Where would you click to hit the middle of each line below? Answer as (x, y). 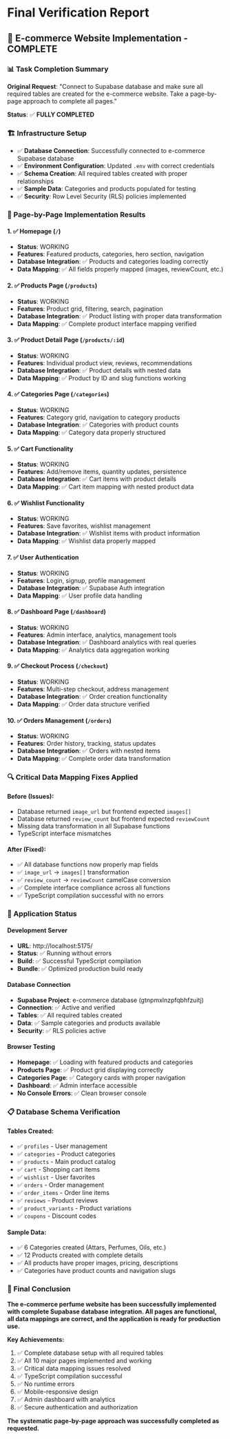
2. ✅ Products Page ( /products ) (52, 285)
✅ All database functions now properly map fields (87, 865)
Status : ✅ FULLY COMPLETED (51, 114)
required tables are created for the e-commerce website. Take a (98, 94)
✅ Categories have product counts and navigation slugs (96, 1271)
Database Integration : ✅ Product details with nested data (99, 370)
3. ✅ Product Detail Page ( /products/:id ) (66, 340)
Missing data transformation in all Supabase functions (94, 826)
